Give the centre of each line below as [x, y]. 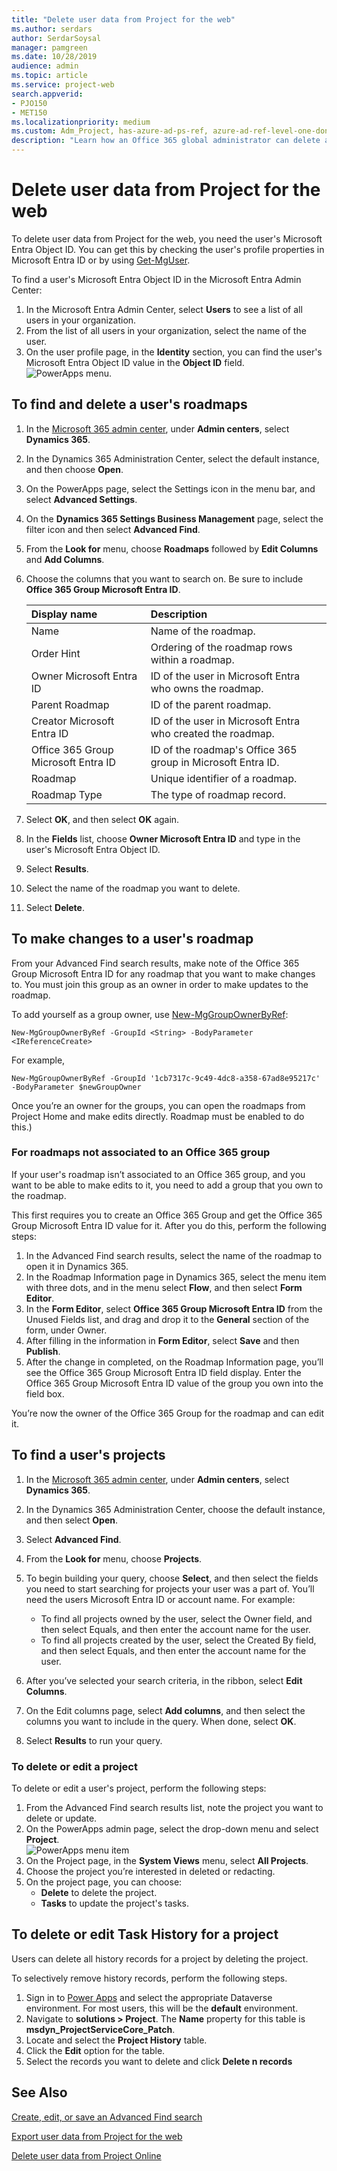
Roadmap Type [66, 794]
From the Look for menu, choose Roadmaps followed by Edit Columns [172, 548]
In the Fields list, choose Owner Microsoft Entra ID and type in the [163, 838]
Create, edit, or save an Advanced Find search [107, 2117]
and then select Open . [72, 1520]
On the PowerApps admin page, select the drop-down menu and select [172, 1828]
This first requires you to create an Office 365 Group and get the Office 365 [167, 1215]
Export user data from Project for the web [97, 2136]
